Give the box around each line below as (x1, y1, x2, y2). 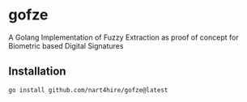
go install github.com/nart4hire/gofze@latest (8, 86, 168, 94)
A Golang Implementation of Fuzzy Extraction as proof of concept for (8, 32, 239, 42)
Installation (8, 65, 66, 79)
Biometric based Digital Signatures (8, 40, 124, 50)
